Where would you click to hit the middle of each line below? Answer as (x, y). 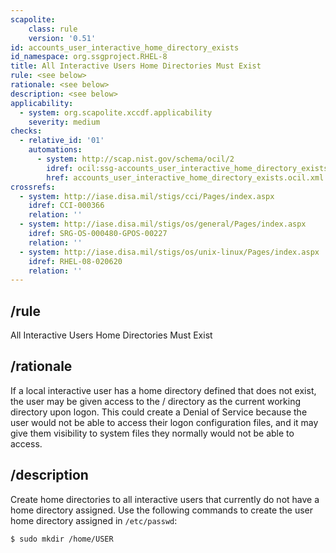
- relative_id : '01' (62, 141)
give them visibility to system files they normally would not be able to (152, 433)
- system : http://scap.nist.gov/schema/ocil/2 (135, 159)
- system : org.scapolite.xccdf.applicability (116, 112)
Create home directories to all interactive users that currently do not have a (165, 499)
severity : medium (64, 122)
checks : (26, 131)
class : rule (53, 29)
